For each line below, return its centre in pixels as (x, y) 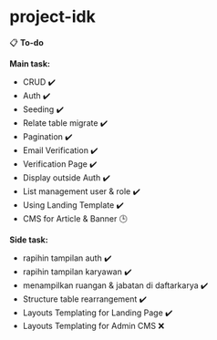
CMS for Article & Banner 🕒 (75, 218)
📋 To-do (26, 42)
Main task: (30, 63)
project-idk (52, 17)
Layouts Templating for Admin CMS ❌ (93, 325)
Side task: (29, 240)
